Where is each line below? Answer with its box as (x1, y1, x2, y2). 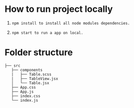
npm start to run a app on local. (11, 30, 83, 35)
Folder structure (4, 47, 73, 58)
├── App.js (11, 89, 34, 94)
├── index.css (11, 93, 41, 99)
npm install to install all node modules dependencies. (11, 21, 130, 26)
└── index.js (11, 98, 38, 103)
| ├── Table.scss (11, 72, 52, 77)
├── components (11, 67, 43, 72)
